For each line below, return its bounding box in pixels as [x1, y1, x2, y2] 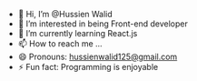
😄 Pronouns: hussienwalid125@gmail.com [17, 51, 178, 62]
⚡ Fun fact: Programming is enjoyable [17, 62, 159, 72]
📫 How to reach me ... [17, 38, 103, 49]
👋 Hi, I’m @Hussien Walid [17, 9, 113, 19]
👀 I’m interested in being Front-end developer [17, 18, 188, 29]
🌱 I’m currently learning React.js [17, 28, 138, 38]
